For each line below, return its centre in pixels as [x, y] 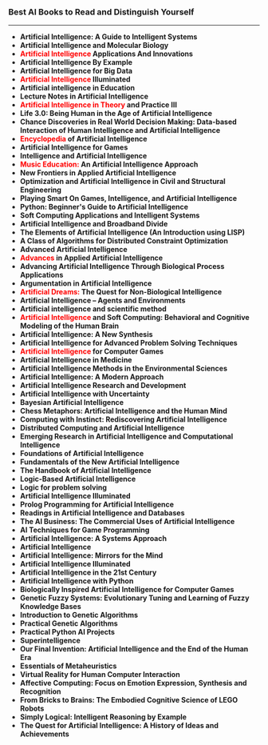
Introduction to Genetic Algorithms [79, 615]
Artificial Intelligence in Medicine [76, 360]
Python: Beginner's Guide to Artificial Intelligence [104, 207]
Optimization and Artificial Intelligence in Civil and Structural [122, 182]
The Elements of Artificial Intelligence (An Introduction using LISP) [132, 232]
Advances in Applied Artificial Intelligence [91, 258]
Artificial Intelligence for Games [74, 147]
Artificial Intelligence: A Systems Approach [93, 539]
